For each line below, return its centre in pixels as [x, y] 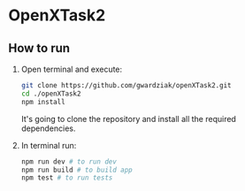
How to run [39, 48]
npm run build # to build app [77, 170]
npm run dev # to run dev [69, 161]
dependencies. [48, 128]
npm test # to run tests [67, 178]
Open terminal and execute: [72, 69]
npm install [43, 102]
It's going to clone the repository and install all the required [128, 118]
